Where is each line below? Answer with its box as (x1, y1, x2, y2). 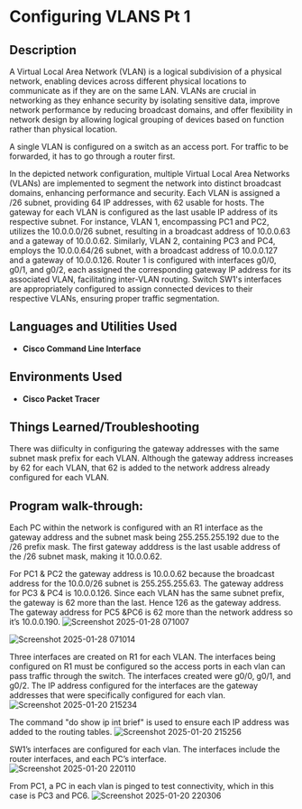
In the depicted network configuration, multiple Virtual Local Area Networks (9, 169, 290, 179)
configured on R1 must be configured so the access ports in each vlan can (9, 661, 286, 672)
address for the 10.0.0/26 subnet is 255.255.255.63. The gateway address (9, 578, 284, 589)
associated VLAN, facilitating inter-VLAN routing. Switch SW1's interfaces (9, 274, 282, 284)
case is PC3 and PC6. (9, 790, 90, 801)
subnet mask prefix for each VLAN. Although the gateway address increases (9, 453, 294, 464)
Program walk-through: (9, 498, 144, 514)
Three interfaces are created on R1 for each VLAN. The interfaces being (9, 652, 277, 663)
